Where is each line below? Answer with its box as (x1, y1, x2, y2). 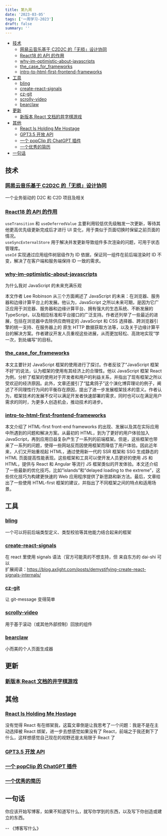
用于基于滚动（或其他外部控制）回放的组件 (5, 621, 92, 627)
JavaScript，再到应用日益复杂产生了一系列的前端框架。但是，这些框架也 (5, 436, 154, 442)
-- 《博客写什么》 (5, 826, 41, 832)
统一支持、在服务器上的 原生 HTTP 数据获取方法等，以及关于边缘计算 (13, 325, 156, 331)
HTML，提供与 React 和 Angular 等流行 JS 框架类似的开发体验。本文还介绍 (5, 461, 158, 467)
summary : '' (5, 26, 30, 31)
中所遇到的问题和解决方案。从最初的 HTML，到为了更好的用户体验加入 (5, 430, 150, 436)
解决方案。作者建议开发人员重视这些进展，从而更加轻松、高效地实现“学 (13, 331, 160, 336)
